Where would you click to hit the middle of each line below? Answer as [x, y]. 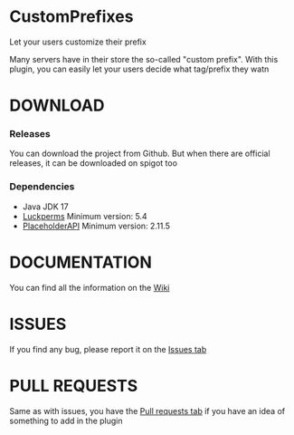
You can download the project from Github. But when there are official [140, 154]
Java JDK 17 [46, 207]
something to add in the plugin [66, 420]
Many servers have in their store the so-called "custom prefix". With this [144, 59]
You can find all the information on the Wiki [90, 287]
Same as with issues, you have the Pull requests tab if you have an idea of [147, 411]
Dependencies [42, 187]
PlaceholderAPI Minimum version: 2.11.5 [96, 226]
